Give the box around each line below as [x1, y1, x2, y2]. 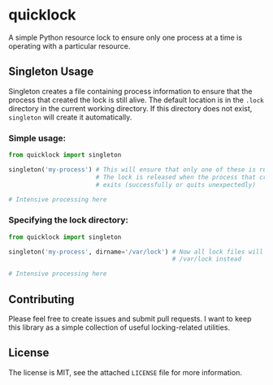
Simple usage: [8, 132, 67, 144]
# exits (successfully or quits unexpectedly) [95, 180, 256, 188]
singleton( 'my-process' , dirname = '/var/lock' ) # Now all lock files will [8, 248, 264, 256]
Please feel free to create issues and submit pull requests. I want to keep [8, 314, 252, 324]
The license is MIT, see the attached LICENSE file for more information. [8, 367, 242, 377]
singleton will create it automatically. [8, 112, 132, 122]
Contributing [8, 292, 75, 306]
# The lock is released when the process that [95, 173, 256, 181]
